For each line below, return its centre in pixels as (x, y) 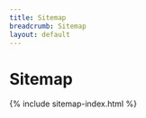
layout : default (40, 34)
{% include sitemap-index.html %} (73, 104)
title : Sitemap (38, 18)
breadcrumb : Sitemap (48, 26)
